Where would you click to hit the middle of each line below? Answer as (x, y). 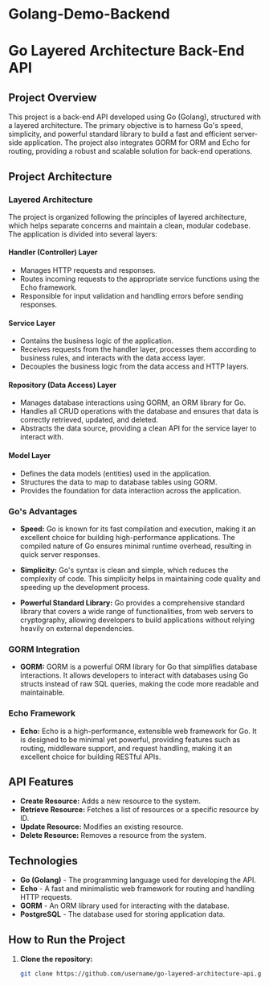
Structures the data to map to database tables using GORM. (118, 482)
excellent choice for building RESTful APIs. (90, 757)
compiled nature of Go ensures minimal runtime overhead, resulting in (135, 546)
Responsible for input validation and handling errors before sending (131, 296)
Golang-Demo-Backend (89, 14)
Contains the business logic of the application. (97, 341)
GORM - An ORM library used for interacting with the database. (125, 906)
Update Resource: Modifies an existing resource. (102, 827)
